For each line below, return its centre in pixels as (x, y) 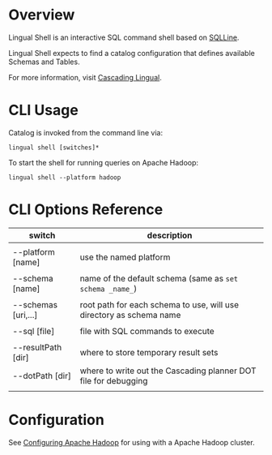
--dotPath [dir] (42, 376)
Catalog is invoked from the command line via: (86, 132)
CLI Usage (43, 110)
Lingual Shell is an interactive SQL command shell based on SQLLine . (124, 37)
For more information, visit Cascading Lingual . (85, 77)
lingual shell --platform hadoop (65, 177)
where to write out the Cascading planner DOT (168, 371)
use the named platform (125, 257)
